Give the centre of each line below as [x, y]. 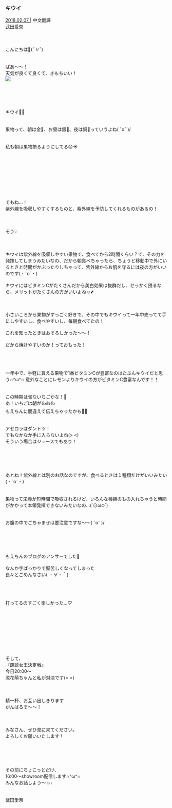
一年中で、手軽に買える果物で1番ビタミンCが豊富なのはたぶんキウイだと [82, 373]
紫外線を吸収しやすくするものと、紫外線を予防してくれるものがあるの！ [82, 209]
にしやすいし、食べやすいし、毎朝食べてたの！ [55, 321]
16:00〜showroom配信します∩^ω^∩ [43, 776]
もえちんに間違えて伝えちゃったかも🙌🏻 [46, 411]
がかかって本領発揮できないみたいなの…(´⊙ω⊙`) [57, 505]
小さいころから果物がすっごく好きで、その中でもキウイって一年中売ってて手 [86, 315]
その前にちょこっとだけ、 [32, 770]
